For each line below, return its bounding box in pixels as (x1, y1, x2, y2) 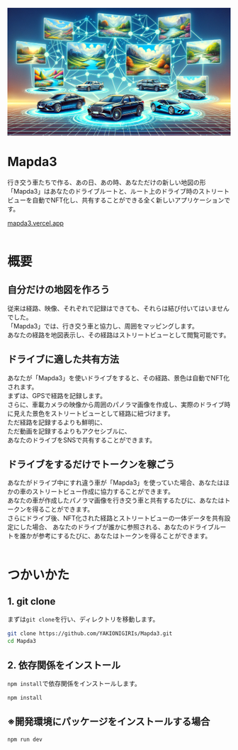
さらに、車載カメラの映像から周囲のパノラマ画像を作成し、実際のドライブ (7, 400, 225, 409)
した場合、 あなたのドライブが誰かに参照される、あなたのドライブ (19, 523, 214, 531)
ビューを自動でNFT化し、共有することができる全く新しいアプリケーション (7, 196, 225, 204)
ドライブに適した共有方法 (7, 353, 119, 365)
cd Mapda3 (7, 638, 37, 645)
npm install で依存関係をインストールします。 (7, 679, 142, 688)
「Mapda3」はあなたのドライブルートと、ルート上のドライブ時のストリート (7, 187, 230, 195)
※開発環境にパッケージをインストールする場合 (7, 716, 210, 728)
